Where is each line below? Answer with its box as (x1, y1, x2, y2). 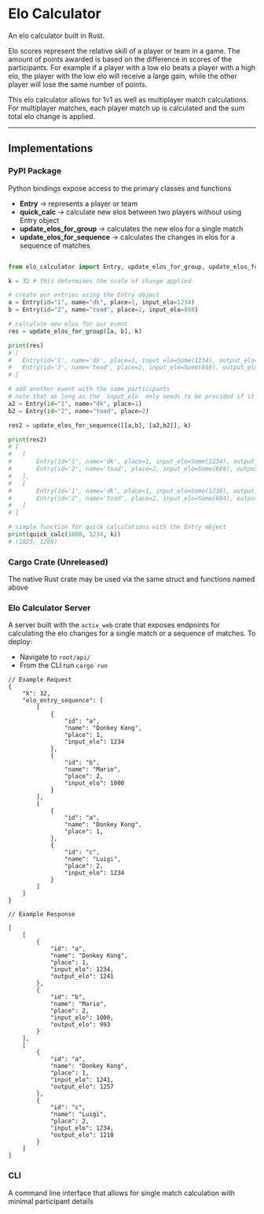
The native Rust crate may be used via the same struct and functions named (8, 575, 255, 584)
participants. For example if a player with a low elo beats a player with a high (8, 62, 256, 72)
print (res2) (8, 435, 47, 444)
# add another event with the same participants (8, 385, 170, 393)
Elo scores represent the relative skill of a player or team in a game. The (8, 46, 241, 55)
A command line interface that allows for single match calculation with (8, 1188, 236, 1197)
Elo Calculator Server (8, 602, 91, 613)
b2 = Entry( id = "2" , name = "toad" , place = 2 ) (8, 407, 149, 415)
